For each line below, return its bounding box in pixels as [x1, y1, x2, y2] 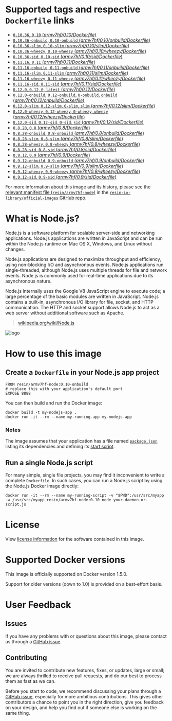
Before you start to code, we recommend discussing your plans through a [5, 688, 161, 694]
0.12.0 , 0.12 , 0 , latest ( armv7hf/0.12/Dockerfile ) [12, 86, 116, 92]
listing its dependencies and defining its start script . [5, 444, 115, 450]
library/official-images [5, 196, 59, 201]
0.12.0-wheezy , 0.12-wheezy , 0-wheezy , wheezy [12, 108, 108, 114]
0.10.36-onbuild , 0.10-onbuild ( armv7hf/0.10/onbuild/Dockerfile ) [12, 37, 150, 43]
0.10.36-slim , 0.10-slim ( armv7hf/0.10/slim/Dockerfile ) [12, 42, 130, 48]
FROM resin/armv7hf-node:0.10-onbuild [5, 382, 88, 387]
